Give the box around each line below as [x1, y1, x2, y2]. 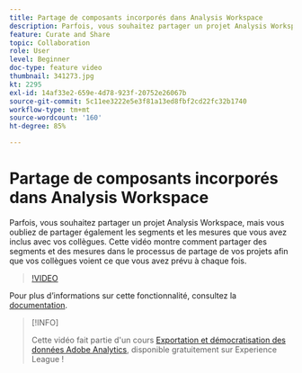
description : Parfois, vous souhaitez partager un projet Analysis [9, 22, 268, 31]
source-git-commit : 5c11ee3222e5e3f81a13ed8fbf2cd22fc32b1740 [9, 96, 247, 106]
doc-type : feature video [9, 64, 102, 73]
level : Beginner [9, 55, 70, 64]
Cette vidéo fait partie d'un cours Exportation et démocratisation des [31, 334, 286, 345]
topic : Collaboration [9, 38, 91, 48]
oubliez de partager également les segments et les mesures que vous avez [9, 226, 288, 237]
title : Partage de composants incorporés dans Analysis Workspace [9, 13, 263, 22]
